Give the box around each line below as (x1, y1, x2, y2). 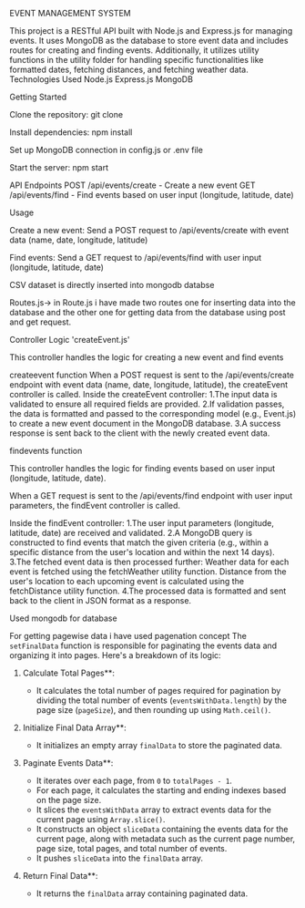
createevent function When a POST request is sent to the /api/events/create (9, 369, 294, 380)
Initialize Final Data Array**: (22, 722, 127, 733)
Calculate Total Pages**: (22, 667, 116, 678)
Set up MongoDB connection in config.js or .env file (9, 145, 203, 155)
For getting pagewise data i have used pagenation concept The (9, 631, 248, 641)
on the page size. (36, 795, 102, 805)
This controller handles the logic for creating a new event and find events (9, 352, 284, 363)
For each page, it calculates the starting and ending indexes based (36, 785, 287, 796)
